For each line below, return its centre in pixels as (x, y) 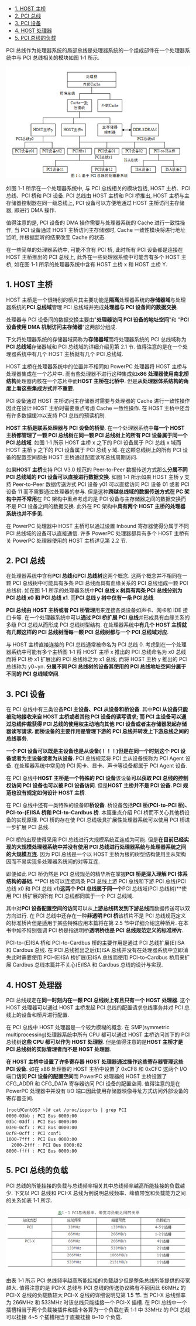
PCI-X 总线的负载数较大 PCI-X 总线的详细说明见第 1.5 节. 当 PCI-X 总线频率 (96, 1295)
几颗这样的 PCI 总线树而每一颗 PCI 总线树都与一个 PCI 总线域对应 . (90, 632)
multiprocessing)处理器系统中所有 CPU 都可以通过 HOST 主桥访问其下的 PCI (98, 1034)
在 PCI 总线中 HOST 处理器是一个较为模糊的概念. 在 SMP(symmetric (88, 1027)
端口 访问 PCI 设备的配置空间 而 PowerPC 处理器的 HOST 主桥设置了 (87, 1076)
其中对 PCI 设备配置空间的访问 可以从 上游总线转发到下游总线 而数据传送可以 (96, 909)
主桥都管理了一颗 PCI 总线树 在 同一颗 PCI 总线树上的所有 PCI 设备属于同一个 (97, 435)
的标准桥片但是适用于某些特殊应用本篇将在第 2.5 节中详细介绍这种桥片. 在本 (97, 923)
